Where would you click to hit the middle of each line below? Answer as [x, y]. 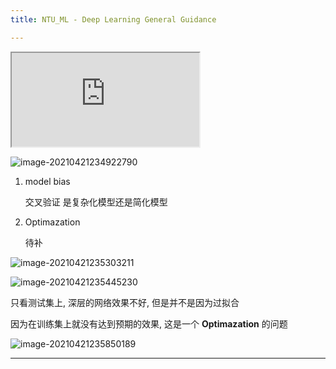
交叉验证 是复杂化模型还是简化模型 [96, 202]
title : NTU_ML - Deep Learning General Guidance [113, 19]
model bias [47, 181]
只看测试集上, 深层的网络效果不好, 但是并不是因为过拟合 [125, 302]
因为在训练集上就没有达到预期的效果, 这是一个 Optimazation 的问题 [149, 323]
